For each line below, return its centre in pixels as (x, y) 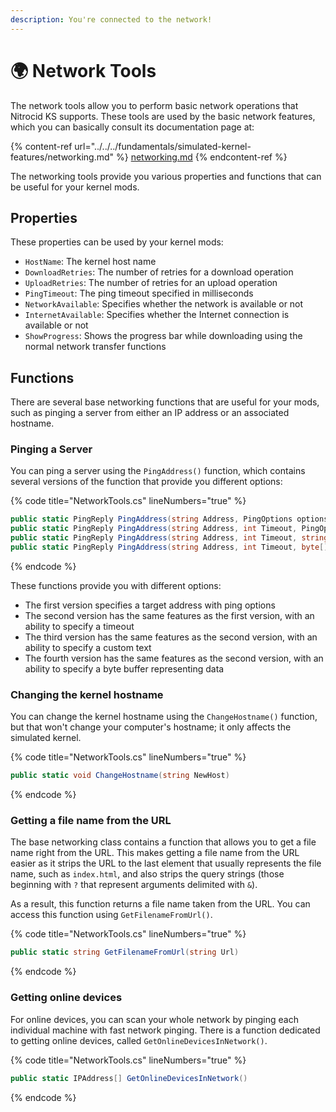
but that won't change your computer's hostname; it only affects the (151, 727)
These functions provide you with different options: (116, 585)
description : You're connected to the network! (111, 19)
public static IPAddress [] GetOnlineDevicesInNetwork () (129, 1078)
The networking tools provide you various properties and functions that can (166, 176)
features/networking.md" (62, 157)
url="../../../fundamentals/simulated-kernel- (163, 146)
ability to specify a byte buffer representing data (124, 668)
